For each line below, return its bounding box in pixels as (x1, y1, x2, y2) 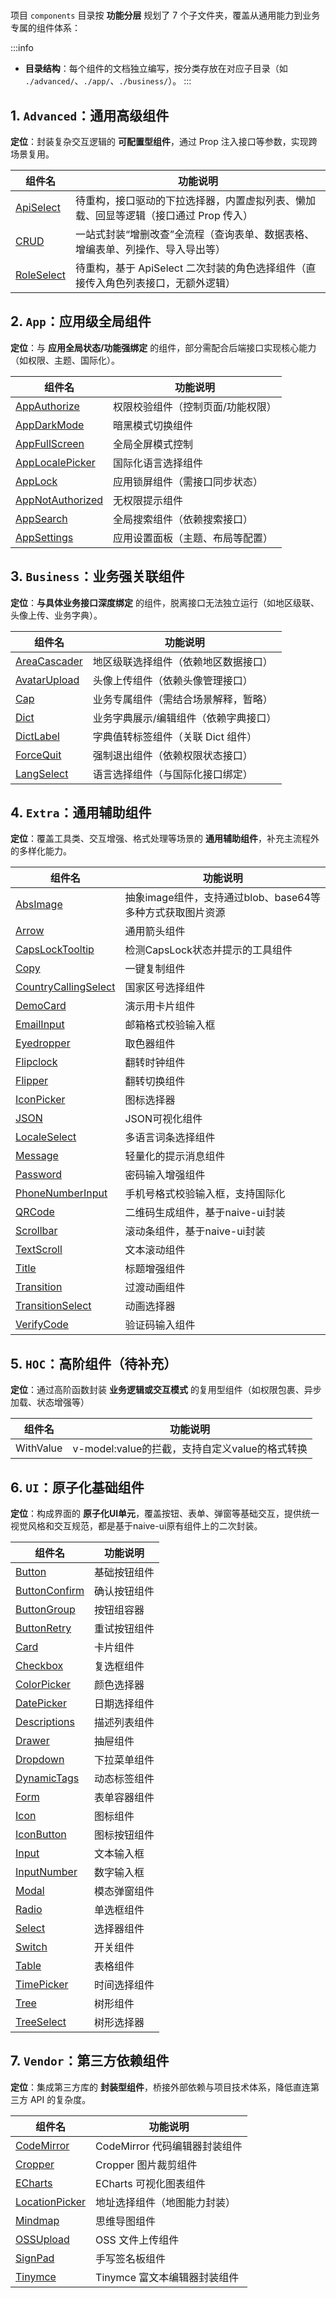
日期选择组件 (94, 1697, 155, 1711)
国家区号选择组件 (124, 981, 206, 995)
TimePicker (15, 1978, 69, 1992)
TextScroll (15, 1243, 63, 1257)
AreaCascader (15, 654, 83, 668)
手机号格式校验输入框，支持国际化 (124, 1187, 286, 1201)
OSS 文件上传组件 (95, 2233, 180, 2247)
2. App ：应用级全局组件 (10, 313, 152, 330)
